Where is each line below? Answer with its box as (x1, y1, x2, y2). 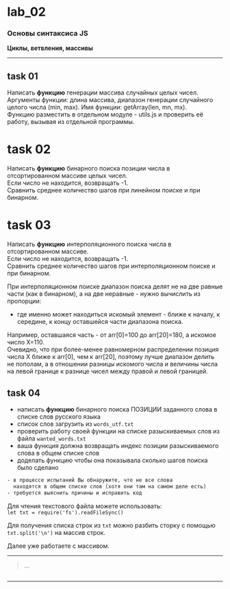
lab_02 (7, 4, 47, 20)
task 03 (7, 217, 51, 233)
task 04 (7, 387, 41, 399)
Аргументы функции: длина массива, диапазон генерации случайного (7, 96, 214, 104)
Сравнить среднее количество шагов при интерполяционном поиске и (7, 262, 216, 271)
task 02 (7, 142, 51, 158)
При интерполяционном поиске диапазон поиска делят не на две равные (7, 282, 223, 291)
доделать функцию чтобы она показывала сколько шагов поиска (16, 456, 208, 464)
